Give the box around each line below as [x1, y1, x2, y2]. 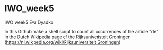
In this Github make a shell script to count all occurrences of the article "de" [4, 28, 159, 34]
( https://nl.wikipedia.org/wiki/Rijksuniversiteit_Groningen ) [4, 39, 121, 45]
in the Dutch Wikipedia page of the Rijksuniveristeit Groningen [4, 34, 131, 40]
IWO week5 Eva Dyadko [4, 19, 54, 25]
